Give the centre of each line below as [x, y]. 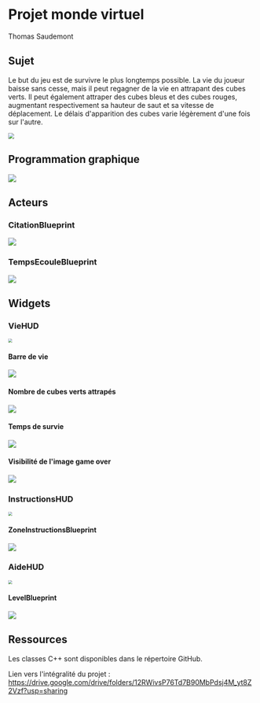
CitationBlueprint [42, 224]
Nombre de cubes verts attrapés [62, 392]
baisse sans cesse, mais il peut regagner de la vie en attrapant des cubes [127, 88]
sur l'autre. [26, 122]
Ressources [38, 640]
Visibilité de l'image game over [60, 461]
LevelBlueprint [33, 598]
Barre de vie [28, 357]
